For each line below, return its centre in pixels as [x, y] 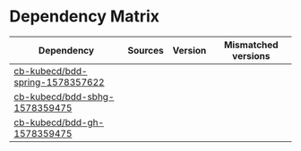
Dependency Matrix [84, 17]
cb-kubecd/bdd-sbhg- [64, 96]
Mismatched [251, 45]
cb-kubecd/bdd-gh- [59, 122]
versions [251, 55]
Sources [146, 50]
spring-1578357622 [59, 82]
